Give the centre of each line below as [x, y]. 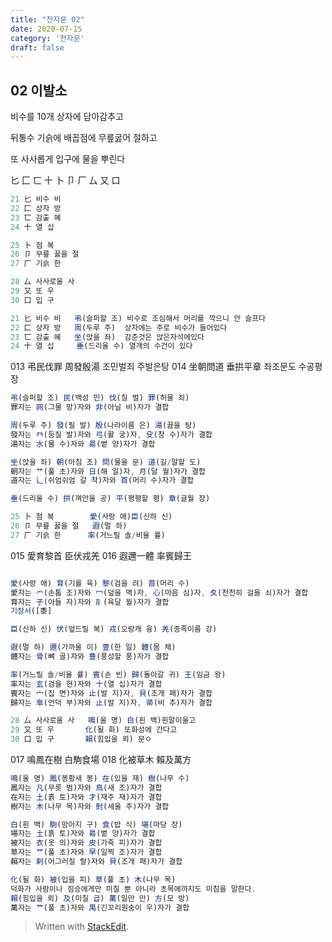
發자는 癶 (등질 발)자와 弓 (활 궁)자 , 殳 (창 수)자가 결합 [111, 434]
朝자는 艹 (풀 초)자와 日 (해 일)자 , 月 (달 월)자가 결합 [108, 471]
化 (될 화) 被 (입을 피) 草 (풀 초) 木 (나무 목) [93, 879]
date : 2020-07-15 [46, 29]
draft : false [37, 47]
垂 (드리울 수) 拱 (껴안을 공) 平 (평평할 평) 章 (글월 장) [110, 499]
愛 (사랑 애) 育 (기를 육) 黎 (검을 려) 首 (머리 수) [100, 583]
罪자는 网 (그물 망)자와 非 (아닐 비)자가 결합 [90, 407]
